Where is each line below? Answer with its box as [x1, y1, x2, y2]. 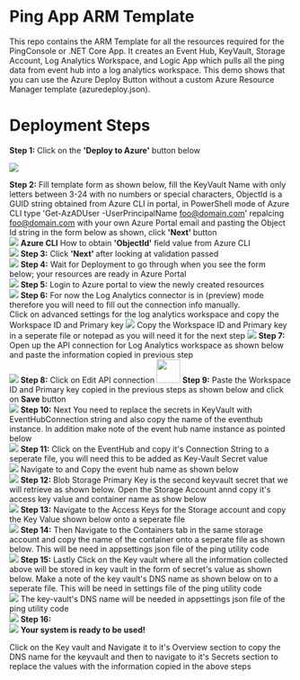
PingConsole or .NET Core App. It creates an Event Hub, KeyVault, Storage [9, 45, 286, 56]
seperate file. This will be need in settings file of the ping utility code [9, 582, 262, 594]
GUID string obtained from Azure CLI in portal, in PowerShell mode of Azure [9, 198, 290, 208]
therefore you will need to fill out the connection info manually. [9, 299, 241, 310]
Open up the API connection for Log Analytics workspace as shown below [9, 340, 285, 350]
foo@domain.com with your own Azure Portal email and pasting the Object [9, 217, 286, 228]
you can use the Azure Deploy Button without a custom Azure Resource [9, 74, 275, 84]
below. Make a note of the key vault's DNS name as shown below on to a [9, 573, 278, 584]
